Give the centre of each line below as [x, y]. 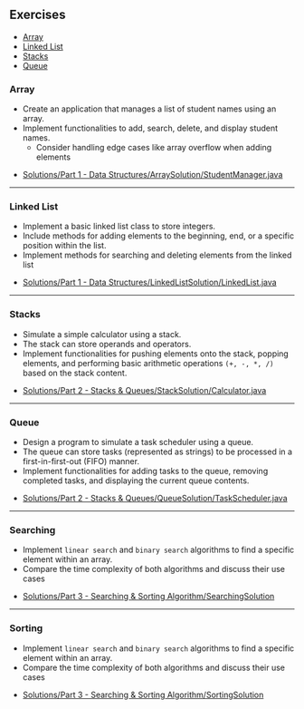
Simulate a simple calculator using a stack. [102, 334]
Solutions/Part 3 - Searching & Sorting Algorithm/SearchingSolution [148, 597]
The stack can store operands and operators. [107, 344]
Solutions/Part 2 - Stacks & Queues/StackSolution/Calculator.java [144, 390]
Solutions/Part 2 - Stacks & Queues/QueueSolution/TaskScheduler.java [155, 498]
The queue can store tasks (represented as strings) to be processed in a [157, 452]
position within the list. [64, 246]
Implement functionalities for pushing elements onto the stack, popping [156, 354]
